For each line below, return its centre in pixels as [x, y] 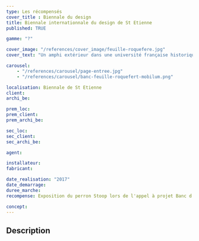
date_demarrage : [26, 185]
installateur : [24, 163]
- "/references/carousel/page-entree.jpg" [70, 71]
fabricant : [20, 169]
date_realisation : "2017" [38, 179]
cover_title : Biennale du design [49, 17]
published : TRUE [26, 28]
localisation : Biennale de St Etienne [54, 87]
